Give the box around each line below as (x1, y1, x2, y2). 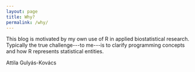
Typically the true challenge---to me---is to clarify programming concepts (6, 42, 185, 49)
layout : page (6, 8, 38, 15)
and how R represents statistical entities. (6, 48, 104, 55)
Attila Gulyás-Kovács (6, 59, 57, 66)
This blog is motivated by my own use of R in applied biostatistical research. (6, 36, 190, 43)
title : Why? (6, 14, 35, 20)
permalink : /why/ (6, 19, 49, 25)
